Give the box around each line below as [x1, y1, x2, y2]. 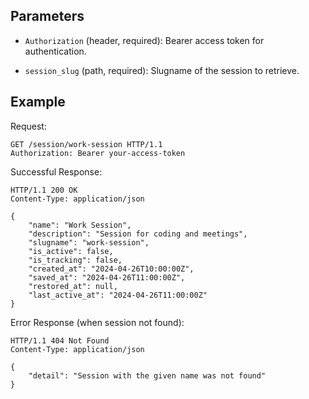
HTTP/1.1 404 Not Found [10, 335, 110, 346]
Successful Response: [10, 165, 103, 178]
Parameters [10, 8, 85, 25]
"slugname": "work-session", [28, 237, 150, 248]
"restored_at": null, [28, 281, 118, 291]
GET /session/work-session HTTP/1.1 [10, 139, 163, 149]
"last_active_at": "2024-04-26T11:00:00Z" [28, 290, 208, 300]
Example [10, 94, 66, 111]
